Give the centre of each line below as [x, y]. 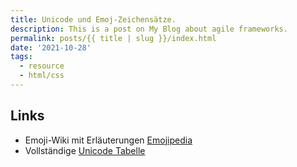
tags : [21, 57]
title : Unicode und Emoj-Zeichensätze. [93, 19]
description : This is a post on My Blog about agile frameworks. [149, 29]
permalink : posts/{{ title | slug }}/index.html [113, 38]
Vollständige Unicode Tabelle [85, 150]
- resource [42, 66]
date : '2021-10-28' [51, 47]
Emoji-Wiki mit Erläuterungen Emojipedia [108, 140]
